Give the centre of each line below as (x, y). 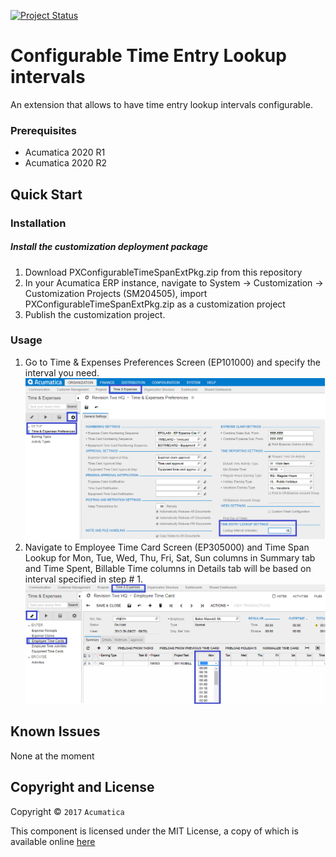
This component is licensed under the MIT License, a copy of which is (154, 831)
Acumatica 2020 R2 (65, 163)
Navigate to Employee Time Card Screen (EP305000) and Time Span (167, 547)
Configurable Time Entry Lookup (148, 56)
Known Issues (55, 731)
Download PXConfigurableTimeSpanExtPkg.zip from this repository (163, 272)
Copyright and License (82, 787)
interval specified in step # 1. (83, 579)
